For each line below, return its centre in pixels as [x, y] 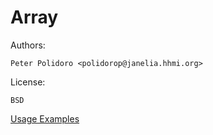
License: [28, 82]
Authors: [28, 45]
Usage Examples [45, 118]
